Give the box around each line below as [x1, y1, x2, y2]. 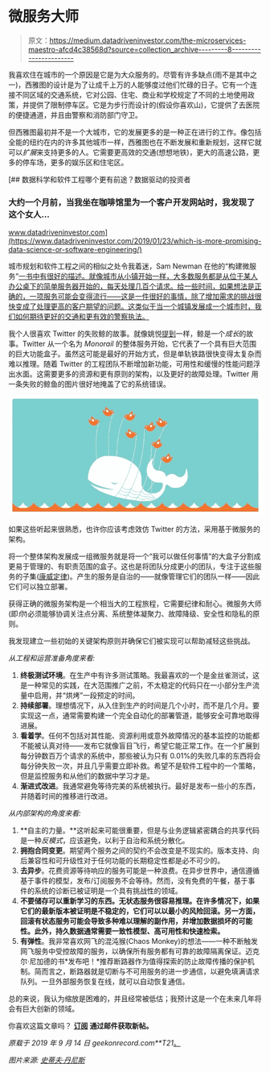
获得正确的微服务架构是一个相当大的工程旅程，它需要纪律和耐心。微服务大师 [8, 598, 262, 609]
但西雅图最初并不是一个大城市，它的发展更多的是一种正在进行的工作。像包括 [8, 127, 262, 137]
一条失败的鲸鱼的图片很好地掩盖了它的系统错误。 [8, 380, 170, 389]
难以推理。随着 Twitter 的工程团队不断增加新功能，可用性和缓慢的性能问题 [8, 359, 254, 369]
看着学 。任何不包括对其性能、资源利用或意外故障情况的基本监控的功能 [19, 730, 253, 740]
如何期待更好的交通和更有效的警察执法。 [14, 312, 149, 322]
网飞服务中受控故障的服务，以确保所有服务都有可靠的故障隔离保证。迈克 [19, 946, 260, 956]
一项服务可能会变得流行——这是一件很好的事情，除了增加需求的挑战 [29, 292, 255, 301]
